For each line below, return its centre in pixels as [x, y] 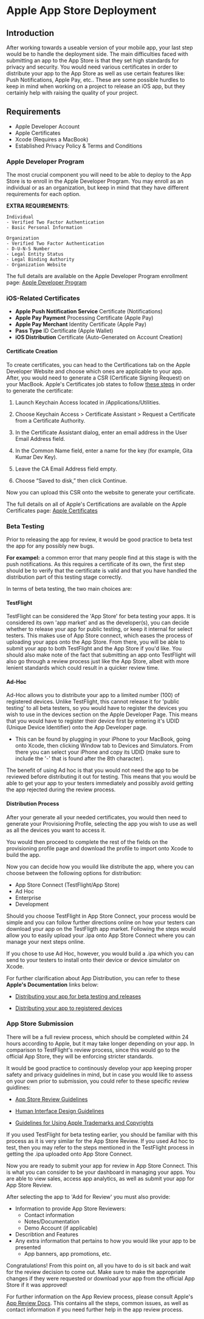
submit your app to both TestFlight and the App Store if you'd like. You [94, 649]
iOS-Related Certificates [43, 298]
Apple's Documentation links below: [53, 984]
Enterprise [28, 898]
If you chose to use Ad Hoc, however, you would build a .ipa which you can [100, 953]
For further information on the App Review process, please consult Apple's [100, 1297]
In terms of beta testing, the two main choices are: [69, 588]
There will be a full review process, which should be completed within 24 [98, 1037]
